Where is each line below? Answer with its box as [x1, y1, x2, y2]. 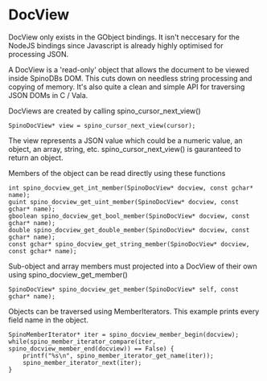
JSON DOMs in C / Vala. [8, 90, 88, 100]
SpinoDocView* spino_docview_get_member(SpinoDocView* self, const [8, 285, 240, 293]
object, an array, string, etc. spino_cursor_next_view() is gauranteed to [8, 144, 241, 154]
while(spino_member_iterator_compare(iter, [8, 338, 157, 346]
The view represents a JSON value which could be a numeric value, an [8, 135, 243, 145]
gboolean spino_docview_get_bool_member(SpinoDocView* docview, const [8, 211, 250, 220]
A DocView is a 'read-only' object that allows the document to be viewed [8, 64, 249, 74]
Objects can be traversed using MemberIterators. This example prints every [8, 306, 260, 316]
